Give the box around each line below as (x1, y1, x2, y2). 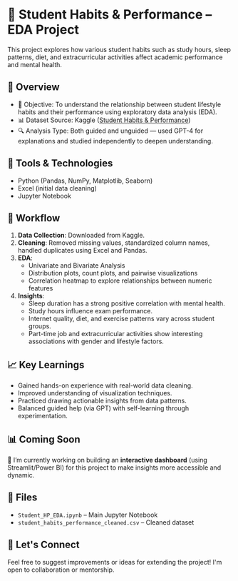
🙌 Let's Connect (7, 539, 80, 551)
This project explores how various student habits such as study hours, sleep (7, 45, 232, 54)
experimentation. (17, 412, 68, 420)
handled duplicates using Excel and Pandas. (17, 246, 148, 255)
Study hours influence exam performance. (28, 307, 153, 315)
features (28, 284, 53, 293)
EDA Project (7, 21, 80, 38)
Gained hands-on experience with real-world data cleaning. (17, 381, 194, 390)
